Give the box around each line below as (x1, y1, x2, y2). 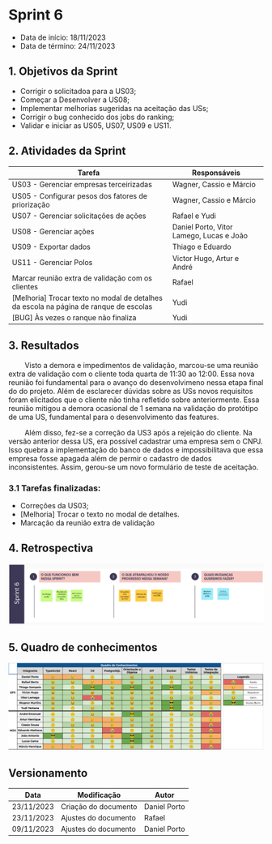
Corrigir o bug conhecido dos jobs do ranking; (19, 112, 175, 122)
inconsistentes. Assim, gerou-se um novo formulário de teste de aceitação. (8, 462, 259, 472)
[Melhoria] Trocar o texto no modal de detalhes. (19, 509, 180, 519)
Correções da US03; (19, 500, 89, 510)
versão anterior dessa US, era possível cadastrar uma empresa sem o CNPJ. (8, 436, 263, 446)
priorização (11, 199, 50, 209)
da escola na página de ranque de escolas (11, 302, 153, 311)
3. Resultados (8, 339, 79, 353)
